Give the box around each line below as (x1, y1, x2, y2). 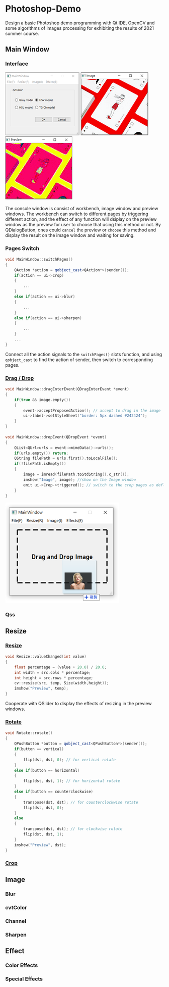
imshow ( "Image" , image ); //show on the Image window (23, 477, 136, 482)
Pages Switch (5, 244, 39, 252)
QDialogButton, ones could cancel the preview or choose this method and (5, 227, 156, 233)
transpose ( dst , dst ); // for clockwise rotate (23, 826, 123, 831)
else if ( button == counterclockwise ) (14, 789, 94, 794)
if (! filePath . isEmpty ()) (14, 461, 66, 466)
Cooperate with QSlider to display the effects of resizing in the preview (5, 701, 152, 707)
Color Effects (5, 962, 38, 969)
